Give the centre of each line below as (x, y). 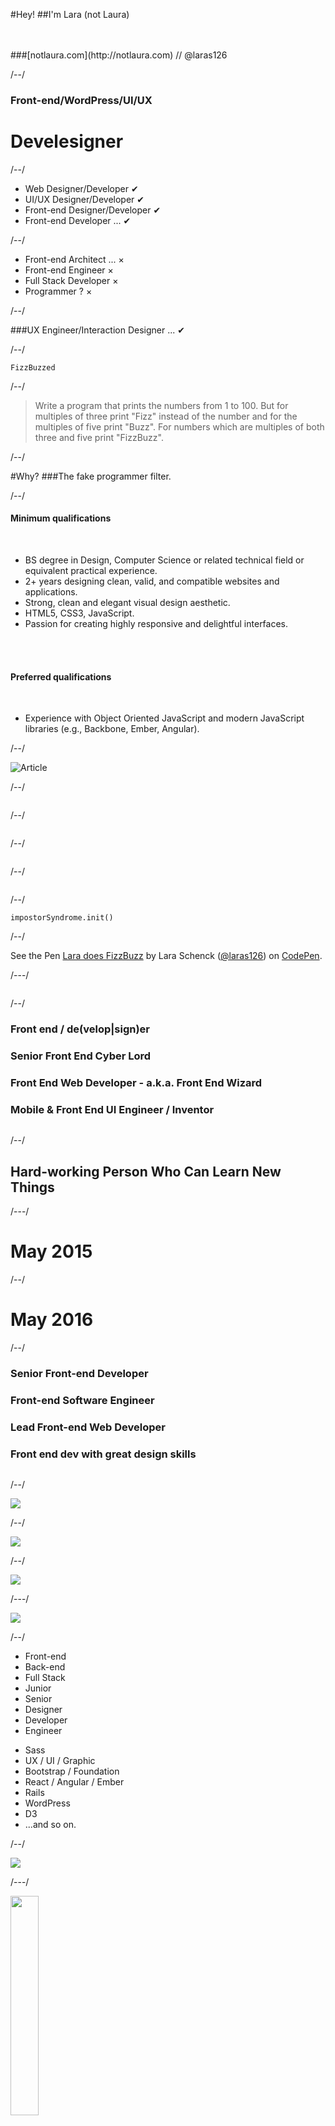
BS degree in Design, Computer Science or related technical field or (164, 560)
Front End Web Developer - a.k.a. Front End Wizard (136, 1083)
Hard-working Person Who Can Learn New (146, 1171)
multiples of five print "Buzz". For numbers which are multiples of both (179, 426)
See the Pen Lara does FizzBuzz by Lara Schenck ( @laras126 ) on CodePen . (166, 956)
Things (32, 1187)
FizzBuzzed (33, 367)
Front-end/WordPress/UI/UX (81, 100)
